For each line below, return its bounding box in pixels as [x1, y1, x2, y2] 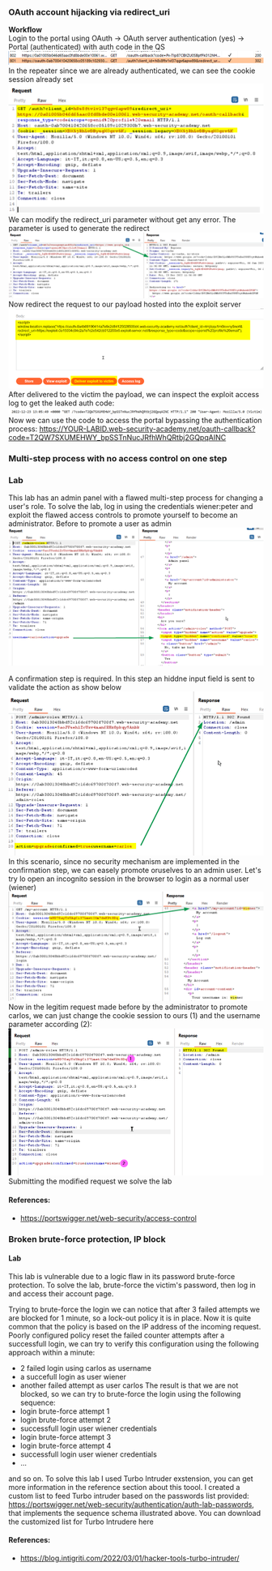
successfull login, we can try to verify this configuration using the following [8, 1338, 259, 1348]
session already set [8, 75, 74, 84]
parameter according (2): [8, 1020, 92, 1029]
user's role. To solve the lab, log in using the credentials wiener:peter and [8, 502, 253, 512]
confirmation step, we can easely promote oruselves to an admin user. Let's [8, 865, 261, 875]
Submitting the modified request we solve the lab [8, 1176, 172, 1186]
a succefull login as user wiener [19, 1372, 127, 1381]
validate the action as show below [8, 682, 121, 691]
